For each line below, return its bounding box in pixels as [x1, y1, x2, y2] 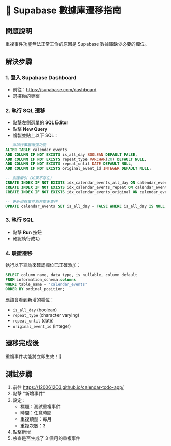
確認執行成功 [12, 235, 40, 241]
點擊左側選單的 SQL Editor [12, 119, 69, 126]
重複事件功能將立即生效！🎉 [5, 353, 62, 360]
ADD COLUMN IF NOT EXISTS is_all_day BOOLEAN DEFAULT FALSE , [5, 152, 138, 157]
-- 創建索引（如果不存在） [5, 176, 54, 181]
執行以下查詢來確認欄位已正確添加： [5, 262, 81, 268]
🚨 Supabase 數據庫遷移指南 [5, 5, 122, 16]
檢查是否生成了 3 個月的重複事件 [12, 435, 81, 441]
